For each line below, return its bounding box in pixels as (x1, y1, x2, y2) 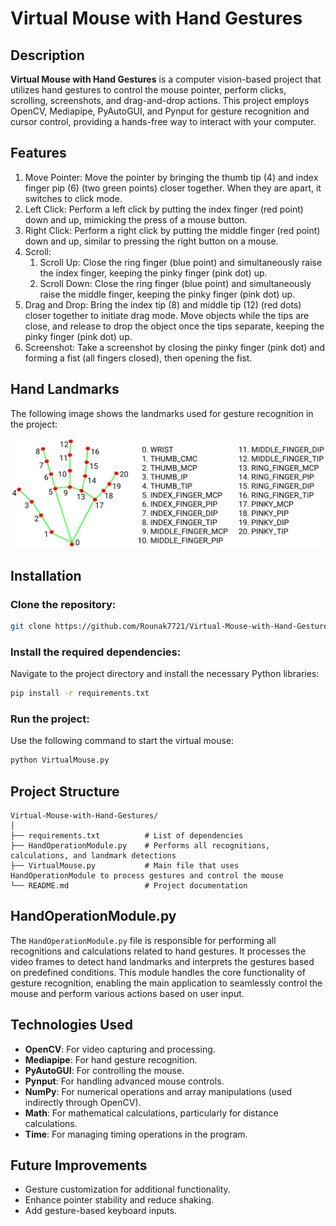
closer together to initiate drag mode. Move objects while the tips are (24, 309, 310, 321)
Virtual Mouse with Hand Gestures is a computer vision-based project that (10, 73, 322, 85)
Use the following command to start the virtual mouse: (10, 735, 235, 747)
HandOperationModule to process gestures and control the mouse (10, 871, 284, 881)
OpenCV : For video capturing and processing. (24, 1043, 216, 1055)
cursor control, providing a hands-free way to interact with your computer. (10, 116, 317, 127)
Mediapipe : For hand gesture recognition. (24, 1053, 198, 1066)
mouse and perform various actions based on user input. (10, 987, 245, 999)
